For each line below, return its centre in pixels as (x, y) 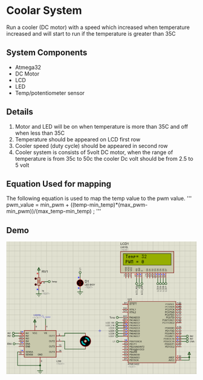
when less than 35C (40, 133)
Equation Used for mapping (59, 184)
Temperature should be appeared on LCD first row (78, 139)
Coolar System (44, 11)
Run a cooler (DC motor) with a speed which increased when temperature (98, 27)
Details (20, 112)
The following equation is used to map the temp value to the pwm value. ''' (99, 198)
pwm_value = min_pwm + (38, 205)
